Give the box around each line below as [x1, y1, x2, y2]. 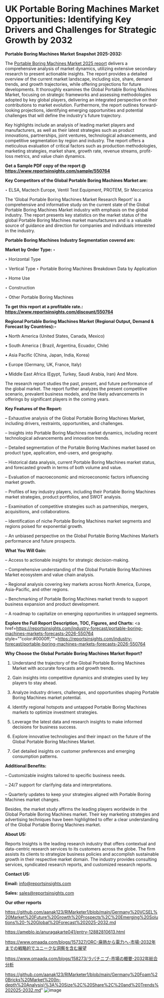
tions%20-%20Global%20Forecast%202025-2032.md [5, 919, 117, 925]
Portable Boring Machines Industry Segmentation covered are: [5, 237, 136, 243]
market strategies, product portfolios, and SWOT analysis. [5, 494, 122, 499]
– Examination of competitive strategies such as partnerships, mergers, [5, 503, 149, 509]
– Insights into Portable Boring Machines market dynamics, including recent [5, 430, 158, 436]
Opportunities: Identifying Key [5, 14, 131, 25]
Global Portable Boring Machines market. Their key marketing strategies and [5, 811, 160, 817]
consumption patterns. [12, 753, 58, 759]
